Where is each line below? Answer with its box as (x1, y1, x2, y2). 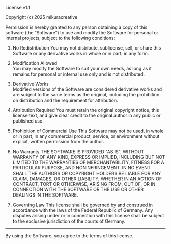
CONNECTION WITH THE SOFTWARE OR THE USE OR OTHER (12, 186, 144, 192)
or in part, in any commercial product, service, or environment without (12, 133, 160, 139)
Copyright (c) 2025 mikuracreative (5, 14, 78, 20)
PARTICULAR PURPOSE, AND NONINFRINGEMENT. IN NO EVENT (12, 165, 151, 170)
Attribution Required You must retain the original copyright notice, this (12, 107, 159, 113)
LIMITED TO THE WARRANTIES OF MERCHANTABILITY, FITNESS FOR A (12, 159, 164, 165)
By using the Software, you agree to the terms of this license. (5, 233, 134, 239)
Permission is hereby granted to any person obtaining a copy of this (5, 24, 148, 30)
